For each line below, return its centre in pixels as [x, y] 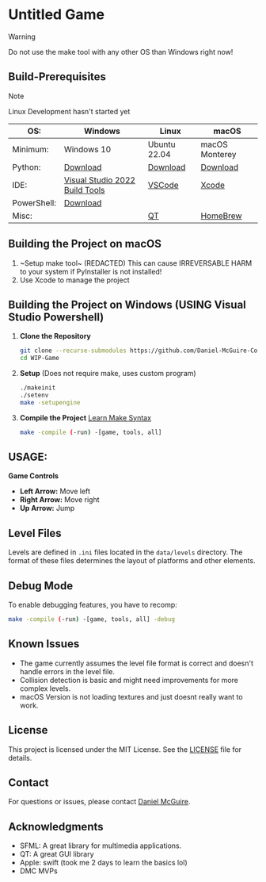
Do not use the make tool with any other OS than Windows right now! [121, 52]
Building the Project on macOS [85, 244]
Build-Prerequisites [57, 77]
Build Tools [84, 190]
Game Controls [34, 476]
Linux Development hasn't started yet [69, 111]
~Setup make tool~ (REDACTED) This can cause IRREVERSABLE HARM [136, 263]
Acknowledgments [56, 826]
